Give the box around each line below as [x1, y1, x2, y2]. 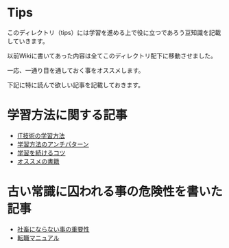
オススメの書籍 [16, 157, 60, 166]
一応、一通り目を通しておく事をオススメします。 [7, 66, 145, 74]
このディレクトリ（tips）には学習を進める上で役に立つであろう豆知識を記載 [7, 28, 221, 36]
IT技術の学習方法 [16, 131, 65, 139]
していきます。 [7, 36, 49, 45]
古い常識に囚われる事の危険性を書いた [7, 184, 223, 200]
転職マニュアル [16, 234, 60, 242]
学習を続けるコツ [16, 148, 66, 157]
